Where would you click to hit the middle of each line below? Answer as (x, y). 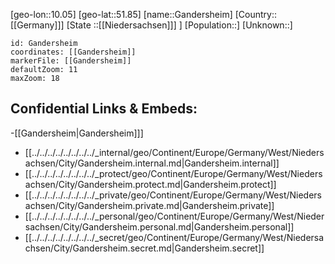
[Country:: (255, 14)
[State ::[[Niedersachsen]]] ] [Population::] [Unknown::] (179, 25)
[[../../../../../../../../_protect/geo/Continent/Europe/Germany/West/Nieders (173, 173)
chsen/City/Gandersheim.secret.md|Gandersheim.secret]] (144, 248)
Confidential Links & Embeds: (104, 109)
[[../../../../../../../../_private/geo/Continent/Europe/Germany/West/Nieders (173, 195)
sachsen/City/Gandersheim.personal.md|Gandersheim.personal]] (159, 226)
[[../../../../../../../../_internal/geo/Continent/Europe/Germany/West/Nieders (174, 152)
